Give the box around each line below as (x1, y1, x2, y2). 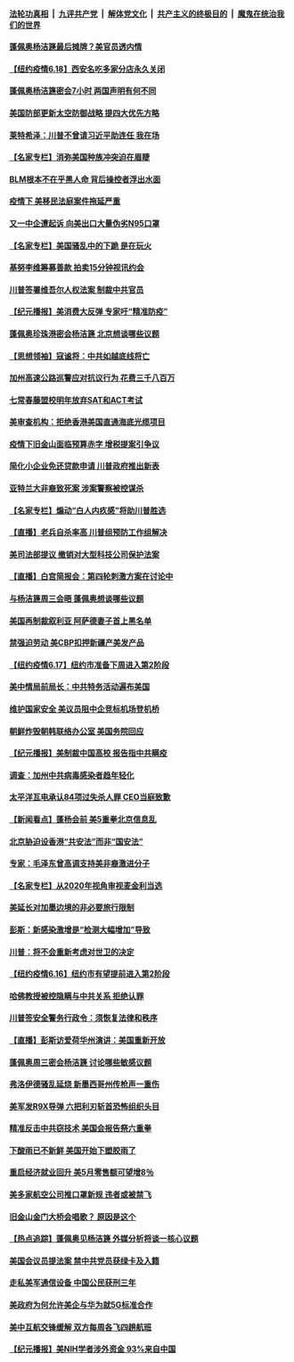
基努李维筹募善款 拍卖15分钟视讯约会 (9, 262, 145, 273)
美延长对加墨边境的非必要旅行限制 (9, 902, 135, 913)
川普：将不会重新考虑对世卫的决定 (9, 946, 135, 957)
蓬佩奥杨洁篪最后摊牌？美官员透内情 (9, 41, 143, 53)
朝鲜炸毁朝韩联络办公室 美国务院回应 (9, 725, 144, 736)
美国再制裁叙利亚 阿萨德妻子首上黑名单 (9, 615, 152, 626)
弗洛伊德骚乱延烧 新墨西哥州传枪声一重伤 (9, 1079, 160, 1090)
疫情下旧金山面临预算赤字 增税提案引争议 (9, 438, 160, 450)
